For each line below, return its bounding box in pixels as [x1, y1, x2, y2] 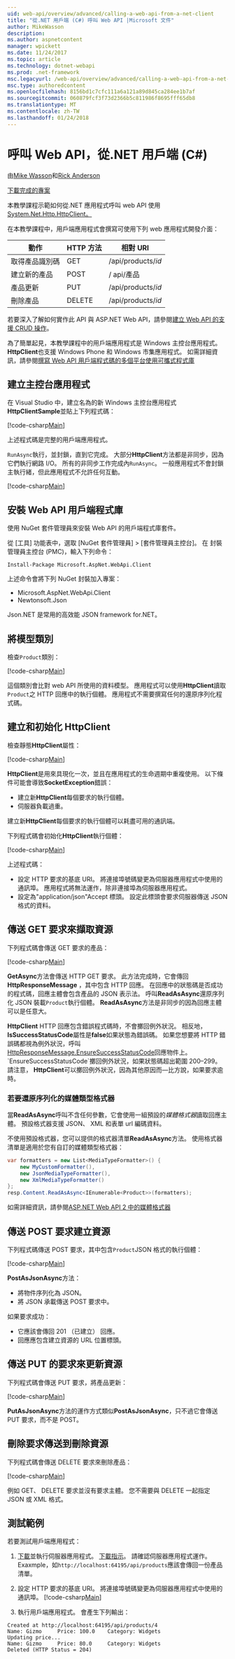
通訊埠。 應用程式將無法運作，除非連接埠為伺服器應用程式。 [17, 883, 191, 892]
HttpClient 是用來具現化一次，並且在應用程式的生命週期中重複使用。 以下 [7, 769, 218, 777]
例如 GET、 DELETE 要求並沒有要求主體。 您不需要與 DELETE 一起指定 [7, 1486, 211, 1495]
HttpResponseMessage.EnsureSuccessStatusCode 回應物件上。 [7, 1047, 192, 1057]
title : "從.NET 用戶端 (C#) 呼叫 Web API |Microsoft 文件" [7, 17, 175, 24]
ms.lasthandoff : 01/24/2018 [7, 114, 90, 121]
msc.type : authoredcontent [7, 82, 86, 89]
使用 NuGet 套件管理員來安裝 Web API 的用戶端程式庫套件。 [7, 524, 180, 532]
